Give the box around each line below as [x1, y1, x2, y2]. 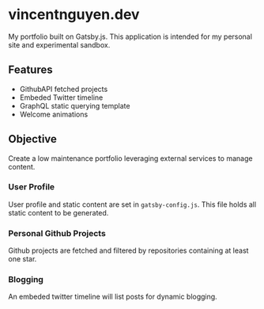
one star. [8, 254, 37, 264]
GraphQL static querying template [19, 101, 130, 110]
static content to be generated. [8, 208, 109, 217]
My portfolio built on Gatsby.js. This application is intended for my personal [8, 32, 253, 41]
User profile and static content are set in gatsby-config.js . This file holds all [8, 200, 257, 209]
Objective [8, 132, 58, 146]
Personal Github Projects [8, 227, 107, 238]
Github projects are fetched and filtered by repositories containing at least [8, 246, 249, 255]
